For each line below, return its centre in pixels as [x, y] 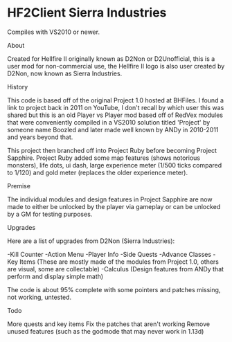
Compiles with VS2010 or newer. [54, 32]
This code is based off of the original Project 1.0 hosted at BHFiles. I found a [115, 100]
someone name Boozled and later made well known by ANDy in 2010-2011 [113, 129]
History [18, 87]
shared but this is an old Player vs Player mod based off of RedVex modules [115, 115]
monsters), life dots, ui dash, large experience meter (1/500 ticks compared [115, 165]
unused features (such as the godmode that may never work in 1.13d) [106, 331]
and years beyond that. [40, 137]
